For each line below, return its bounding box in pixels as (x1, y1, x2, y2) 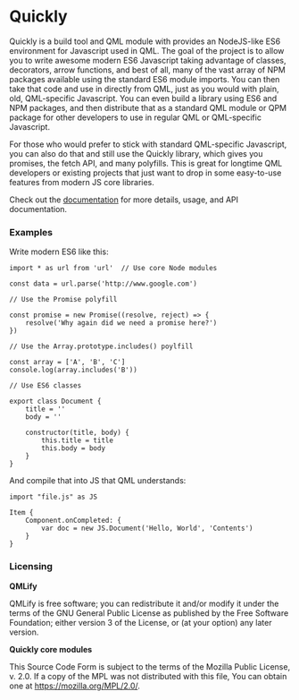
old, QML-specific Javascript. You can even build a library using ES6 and (9, 92, 278, 104)
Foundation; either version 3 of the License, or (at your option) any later (9, 617, 272, 627)
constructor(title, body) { (25, 428, 129, 438)
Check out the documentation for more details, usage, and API (9, 194, 239, 205)
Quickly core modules (9, 644, 93, 654)
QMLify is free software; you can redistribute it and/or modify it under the (9, 598, 279, 609)
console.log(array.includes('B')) (9, 365, 138, 375)
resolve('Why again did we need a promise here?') (25, 319, 218, 328)
